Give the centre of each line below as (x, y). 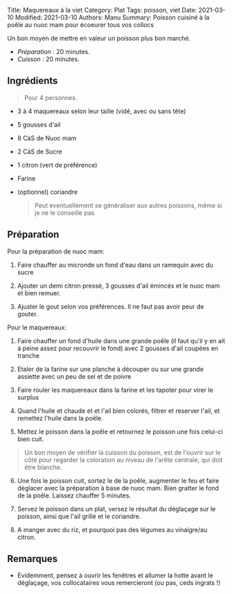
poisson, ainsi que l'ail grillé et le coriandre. (79, 516)
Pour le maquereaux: (37, 327)
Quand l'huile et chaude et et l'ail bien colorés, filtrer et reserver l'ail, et (118, 411)
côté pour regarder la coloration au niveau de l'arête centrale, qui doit (123, 460)
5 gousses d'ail (39, 124)
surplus (28, 397)
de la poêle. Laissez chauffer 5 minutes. (74, 495)
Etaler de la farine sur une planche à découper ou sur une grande (110, 369)
